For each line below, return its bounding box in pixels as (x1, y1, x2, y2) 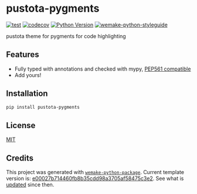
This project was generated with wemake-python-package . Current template (6, 169, 185, 176)
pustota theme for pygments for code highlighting (6, 32, 126, 39)
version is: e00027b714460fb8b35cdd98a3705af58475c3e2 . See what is (6, 175, 184, 182)
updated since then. (6, 181, 55, 188)
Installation (6, 89, 48, 99)
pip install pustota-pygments (6, 104, 80, 110)
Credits (6, 153, 34, 163)
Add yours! (14, 71, 42, 78)
